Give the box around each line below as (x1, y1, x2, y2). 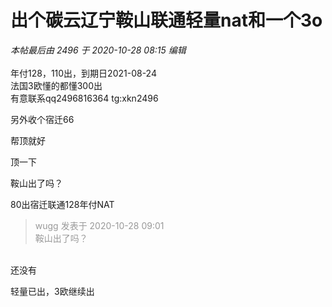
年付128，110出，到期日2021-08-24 (10, 67, 157, 79)
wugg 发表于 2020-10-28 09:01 (34, 219, 165, 231)
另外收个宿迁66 (10, 113, 75, 125)
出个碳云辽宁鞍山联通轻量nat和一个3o (10, 9, 323, 32)
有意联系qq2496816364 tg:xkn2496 (10, 92, 159, 104)
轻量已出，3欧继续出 (10, 285, 95, 297)
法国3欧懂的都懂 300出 (10, 79, 103, 91)
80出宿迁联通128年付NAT (10, 198, 115, 210)
